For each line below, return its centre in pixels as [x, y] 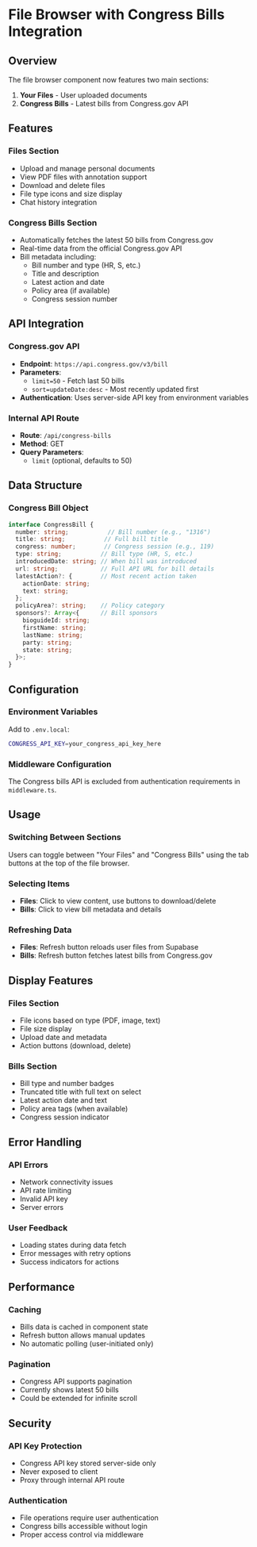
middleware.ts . [33, 790]
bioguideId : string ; [56, 620]
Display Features [51, 980]
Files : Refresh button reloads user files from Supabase [109, 947]
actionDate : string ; [56, 583]
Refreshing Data [40, 930]
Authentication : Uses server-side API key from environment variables [134, 397]
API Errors [29, 1165]
